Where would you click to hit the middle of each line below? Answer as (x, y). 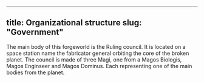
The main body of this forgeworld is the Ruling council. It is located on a (96, 46)
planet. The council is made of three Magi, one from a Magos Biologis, (94, 59)
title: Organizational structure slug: (74, 23)
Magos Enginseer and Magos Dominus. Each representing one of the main (99, 66)
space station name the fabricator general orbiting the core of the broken (98, 53)
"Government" (35, 32)
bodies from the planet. (36, 72)
